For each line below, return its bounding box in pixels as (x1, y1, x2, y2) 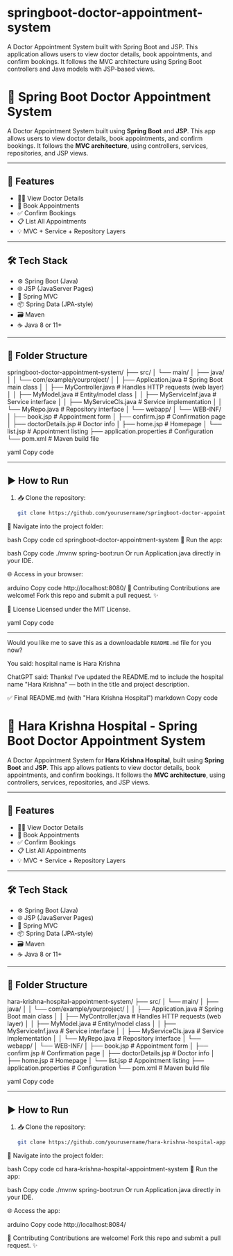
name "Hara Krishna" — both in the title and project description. (7, 680, 189, 688)
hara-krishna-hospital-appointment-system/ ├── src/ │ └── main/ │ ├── (7, 998, 219, 1006)
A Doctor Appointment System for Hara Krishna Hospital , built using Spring (7, 755, 225, 764)
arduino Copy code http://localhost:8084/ (7, 1221, 126, 1229)
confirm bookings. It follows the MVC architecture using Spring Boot (7, 57, 202, 65)
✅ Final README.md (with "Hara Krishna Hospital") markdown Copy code (7, 694, 218, 702)
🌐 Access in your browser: (7, 570, 83, 578)
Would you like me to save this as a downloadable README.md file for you (7, 639, 212, 646)
